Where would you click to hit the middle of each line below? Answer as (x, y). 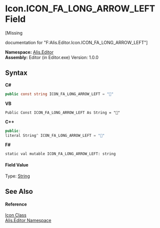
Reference (16, 204)
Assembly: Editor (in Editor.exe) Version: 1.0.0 (52, 57)
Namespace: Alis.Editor (29, 52)
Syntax (16, 73)
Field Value (17, 165)
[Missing (14, 33)
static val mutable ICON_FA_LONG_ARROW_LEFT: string (60, 154)
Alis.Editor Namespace (28, 221)
